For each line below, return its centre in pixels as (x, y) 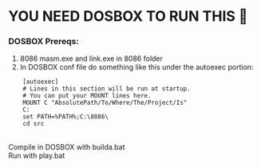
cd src (34, 124)
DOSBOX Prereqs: (44, 42)
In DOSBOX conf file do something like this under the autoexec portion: (136, 67)
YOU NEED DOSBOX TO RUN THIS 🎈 (128, 16)
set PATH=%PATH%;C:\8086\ (66, 117)
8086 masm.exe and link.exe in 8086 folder (91, 58)
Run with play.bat (37, 156)
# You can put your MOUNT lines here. (87, 96)
